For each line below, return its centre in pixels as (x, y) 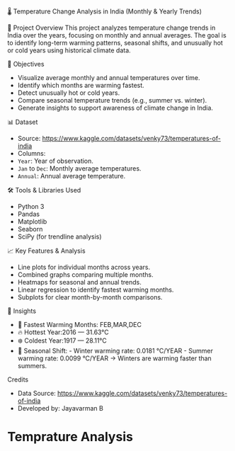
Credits (18, 379)
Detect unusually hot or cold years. (69, 93)
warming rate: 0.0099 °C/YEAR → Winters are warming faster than (115, 358)
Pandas (29, 214)
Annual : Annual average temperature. (71, 176)
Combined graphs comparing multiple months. (85, 275)
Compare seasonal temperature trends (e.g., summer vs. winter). (112, 100)
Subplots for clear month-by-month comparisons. (90, 297)
